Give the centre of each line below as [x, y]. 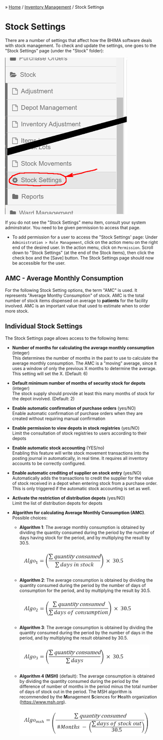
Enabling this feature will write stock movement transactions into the [81, 453]
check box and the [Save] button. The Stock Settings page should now [83, 258]
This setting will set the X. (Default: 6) [50, 373]
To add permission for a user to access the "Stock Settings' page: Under [85, 237]
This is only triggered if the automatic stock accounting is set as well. [81, 488]
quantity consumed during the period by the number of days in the [86, 632]
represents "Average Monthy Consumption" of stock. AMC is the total [75, 295]
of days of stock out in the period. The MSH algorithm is [76, 692]
